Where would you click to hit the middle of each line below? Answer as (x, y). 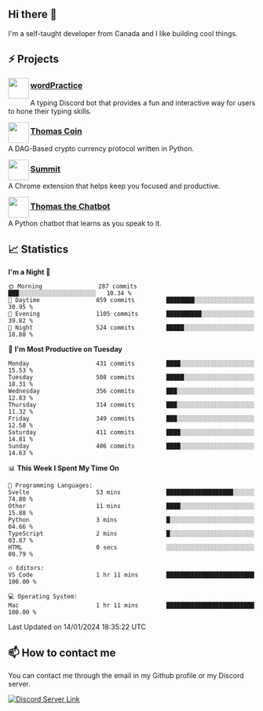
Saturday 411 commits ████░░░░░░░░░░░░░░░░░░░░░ (131, 433)
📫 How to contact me (62, 652)
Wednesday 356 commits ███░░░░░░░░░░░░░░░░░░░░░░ (131, 391)
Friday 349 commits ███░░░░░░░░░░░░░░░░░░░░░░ (131, 419)
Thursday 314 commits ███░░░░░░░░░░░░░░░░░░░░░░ (131, 405)
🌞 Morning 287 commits (73, 287)
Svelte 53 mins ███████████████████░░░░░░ (131, 492)
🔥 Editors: (26, 568)
